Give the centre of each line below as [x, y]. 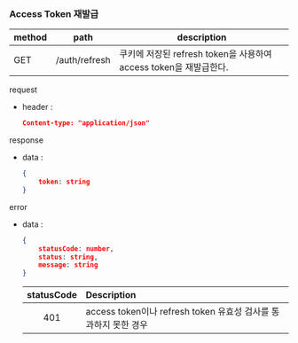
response [27, 140]
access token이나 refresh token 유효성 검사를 [177, 312]
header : [37, 107]
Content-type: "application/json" [86, 123]
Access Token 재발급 [54, 13]
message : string [68, 265]
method [30, 37]
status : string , [68, 257]
